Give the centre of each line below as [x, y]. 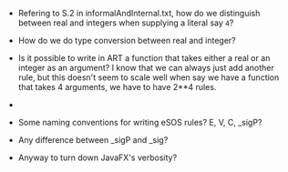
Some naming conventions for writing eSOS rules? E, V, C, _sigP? [140, 122]
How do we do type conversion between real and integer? [127, 40]
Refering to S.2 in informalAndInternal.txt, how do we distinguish [139, 13]
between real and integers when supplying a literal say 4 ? [126, 23]
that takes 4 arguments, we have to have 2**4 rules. [117, 87]
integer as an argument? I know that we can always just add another [146, 68]
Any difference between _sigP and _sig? [93, 140]
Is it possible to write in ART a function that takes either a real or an [144, 58]
